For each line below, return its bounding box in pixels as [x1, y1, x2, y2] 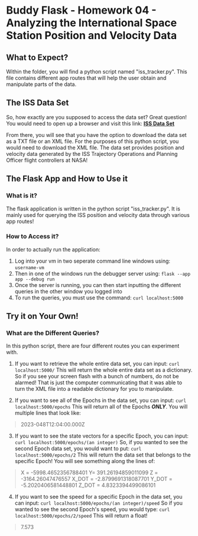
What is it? [6, 192, 37, 200]
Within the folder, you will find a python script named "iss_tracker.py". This [6, 68, 187, 75]
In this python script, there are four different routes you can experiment [6, 342, 180, 350]
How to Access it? [6, 232, 59, 241]
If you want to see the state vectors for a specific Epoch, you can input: [14, 432, 189, 439]
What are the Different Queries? [6, 329, 99, 337]
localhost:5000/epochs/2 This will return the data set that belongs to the [14, 451, 191, 458]
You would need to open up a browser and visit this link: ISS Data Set [6, 120, 175, 127]
